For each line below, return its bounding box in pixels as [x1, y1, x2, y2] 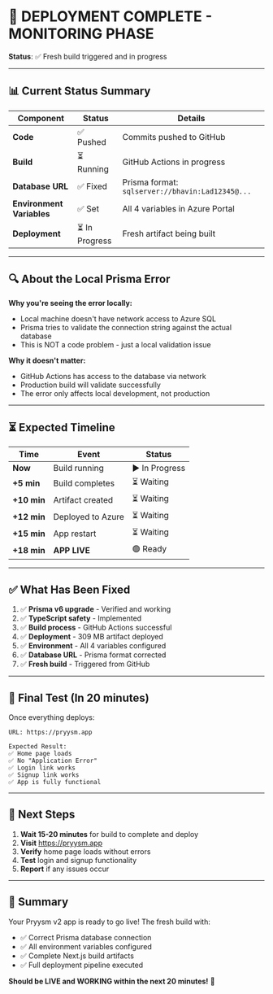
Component [17, 112, 65, 124]
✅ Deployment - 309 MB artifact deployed [19, 632, 164, 642]
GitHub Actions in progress [122, 156, 226, 168]
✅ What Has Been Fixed [8, 582, 131, 596]
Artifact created [53, 494, 114, 505]
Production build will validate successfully [19, 380, 161, 390]
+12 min [12, 511, 46, 522]
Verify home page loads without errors [19, 846, 151, 857]
